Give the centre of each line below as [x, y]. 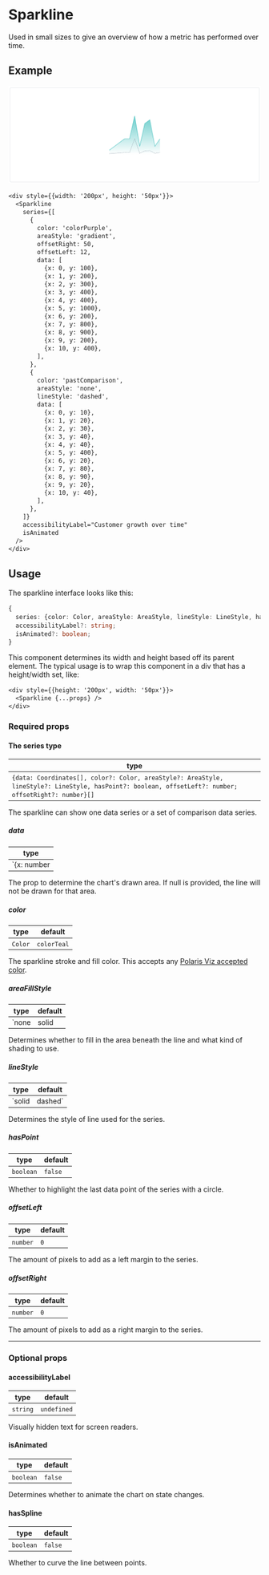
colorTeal [53, 944]
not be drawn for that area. [52, 891]
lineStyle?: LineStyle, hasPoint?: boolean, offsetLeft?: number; [125, 787]
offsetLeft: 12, [64, 253]
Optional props [38, 1358]
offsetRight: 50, [66, 245]
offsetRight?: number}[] [53, 796]
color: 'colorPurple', [75, 229]
